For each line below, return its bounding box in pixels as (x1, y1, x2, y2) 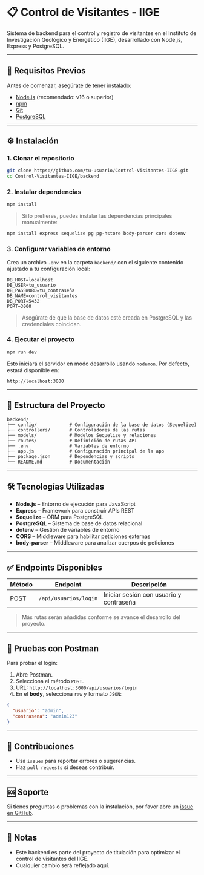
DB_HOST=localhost (7, 277, 53, 283)
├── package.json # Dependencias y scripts (7, 453, 135, 459)
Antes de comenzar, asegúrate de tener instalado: (7, 82, 132, 89)
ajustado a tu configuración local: (7, 265, 90, 272)
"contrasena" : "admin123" (12, 713, 78, 719)
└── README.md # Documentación (7, 459, 111, 465)
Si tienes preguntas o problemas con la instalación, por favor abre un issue (7, 803, 194, 810)
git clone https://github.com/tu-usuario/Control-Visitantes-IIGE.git (7, 168, 189, 174)
